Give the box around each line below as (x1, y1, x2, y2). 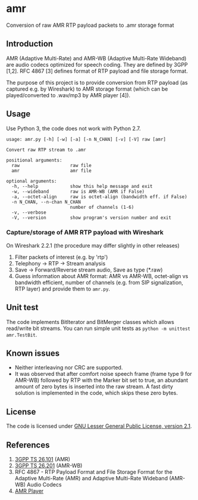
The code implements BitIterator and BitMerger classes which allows (6, 318, 174, 325)
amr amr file (11, 168, 92, 174)
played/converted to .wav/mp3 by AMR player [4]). (6, 91, 131, 98)
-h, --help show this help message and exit (11, 183, 153, 189)
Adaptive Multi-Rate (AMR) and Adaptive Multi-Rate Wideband (14, 475, 168, 482)
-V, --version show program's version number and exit (11, 214, 171, 221)
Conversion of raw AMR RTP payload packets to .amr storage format (6, 21, 174, 29)
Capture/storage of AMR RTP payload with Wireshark (6, 229, 164, 237)
